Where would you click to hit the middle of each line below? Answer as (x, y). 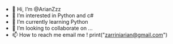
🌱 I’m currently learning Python (50, 22)
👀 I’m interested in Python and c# (52, 15)
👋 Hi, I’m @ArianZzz (36, 9)
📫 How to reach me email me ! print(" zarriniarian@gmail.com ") (90, 35)
